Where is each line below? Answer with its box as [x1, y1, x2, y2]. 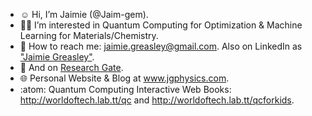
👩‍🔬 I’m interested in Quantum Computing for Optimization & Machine [19, 19, 303, 31]
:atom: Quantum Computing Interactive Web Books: [19, 84, 232, 95]
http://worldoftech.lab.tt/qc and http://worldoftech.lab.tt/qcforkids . [19, 94, 295, 106]
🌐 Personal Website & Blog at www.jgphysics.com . [19, 72, 230, 84]
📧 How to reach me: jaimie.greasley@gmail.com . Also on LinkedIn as [19, 40, 303, 52]
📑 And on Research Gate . [19, 62, 124, 73]
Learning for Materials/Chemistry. [19, 30, 159, 41]
